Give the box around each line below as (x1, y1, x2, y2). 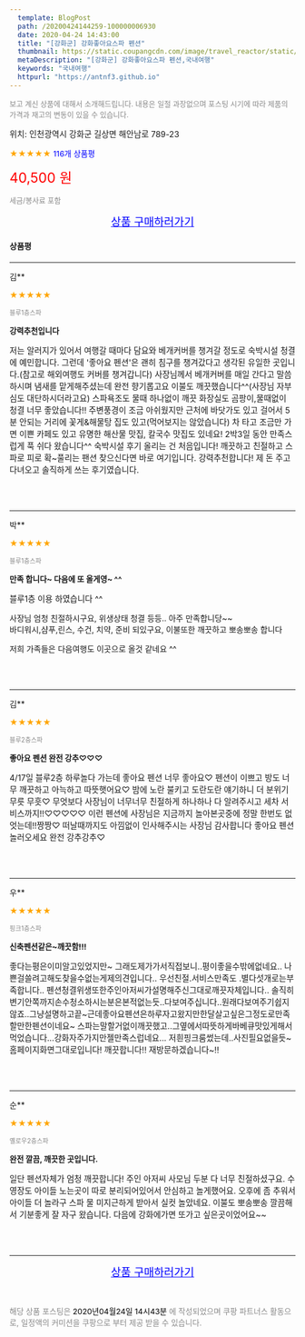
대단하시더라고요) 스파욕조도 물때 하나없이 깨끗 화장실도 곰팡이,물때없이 (26, 393, 287, 404)
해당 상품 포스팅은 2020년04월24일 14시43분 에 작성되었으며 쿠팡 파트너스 (9, 1306, 269, 1316)
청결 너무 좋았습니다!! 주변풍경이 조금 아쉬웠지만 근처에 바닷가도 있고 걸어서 (9, 404, 283, 415)
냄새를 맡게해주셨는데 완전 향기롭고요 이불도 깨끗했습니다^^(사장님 (34, 381, 275, 392)
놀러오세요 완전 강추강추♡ (9, 832, 106, 843)
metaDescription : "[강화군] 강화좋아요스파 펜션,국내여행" (17, 55, 215, 65)
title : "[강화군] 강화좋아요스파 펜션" (17, 38, 145, 48)
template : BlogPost (17, 13, 92, 23)
